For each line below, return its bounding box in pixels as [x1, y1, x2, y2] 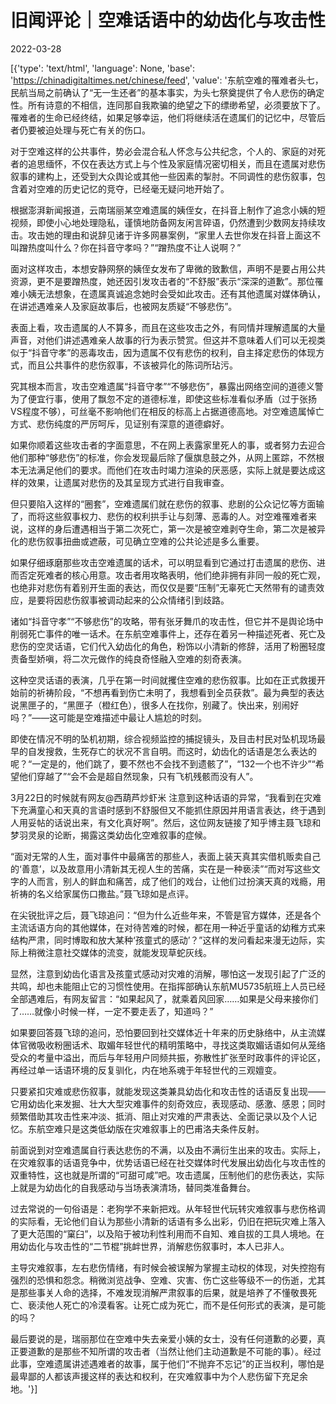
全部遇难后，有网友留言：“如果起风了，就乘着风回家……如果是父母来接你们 [10, 992, 319, 1005]
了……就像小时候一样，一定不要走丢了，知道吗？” [10, 1005, 214, 1017]
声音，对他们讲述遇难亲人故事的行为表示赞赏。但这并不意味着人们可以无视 [10, 334, 317, 346]
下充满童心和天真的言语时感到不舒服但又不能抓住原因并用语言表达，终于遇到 [10, 804, 326, 816]
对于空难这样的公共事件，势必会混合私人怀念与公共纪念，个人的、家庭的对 [10, 145, 317, 157]
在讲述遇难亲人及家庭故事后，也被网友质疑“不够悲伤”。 [10, 300, 238, 312]
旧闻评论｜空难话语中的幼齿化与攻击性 [10, 9, 327, 32]
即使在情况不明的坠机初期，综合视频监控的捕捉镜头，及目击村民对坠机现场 [10, 732, 317, 745]
